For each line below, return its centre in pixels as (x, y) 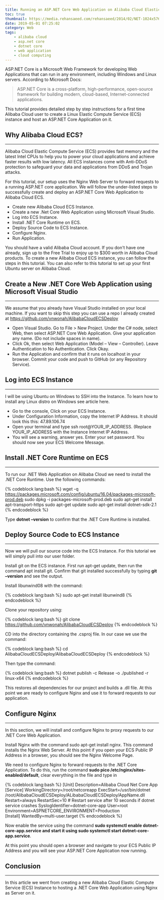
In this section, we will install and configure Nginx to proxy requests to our (80, 730)
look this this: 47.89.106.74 (39, 421)
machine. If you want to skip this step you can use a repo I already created (80, 313)
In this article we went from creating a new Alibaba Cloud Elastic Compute (80, 883)
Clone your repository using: (34, 610)
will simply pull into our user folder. (40, 556)
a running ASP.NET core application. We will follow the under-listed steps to (81, 187)
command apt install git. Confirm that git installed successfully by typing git (81, 571)
